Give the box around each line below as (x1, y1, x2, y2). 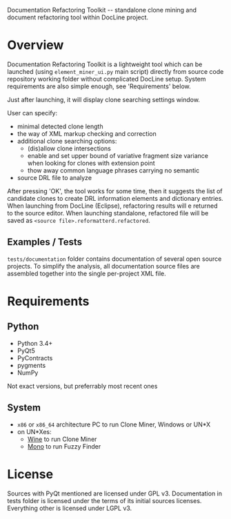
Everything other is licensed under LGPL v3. (7, 504, 132, 512)
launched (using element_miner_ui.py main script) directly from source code (7, 67, 224, 75)
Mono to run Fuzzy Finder (27, 442, 101, 451)
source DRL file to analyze (17, 173, 92, 182)
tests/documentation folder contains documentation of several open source (7, 255, 222, 263)
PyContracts (17, 353, 53, 362)
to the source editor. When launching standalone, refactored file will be (7, 208, 209, 217)
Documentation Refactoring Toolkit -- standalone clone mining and (7, 6, 197, 14)
